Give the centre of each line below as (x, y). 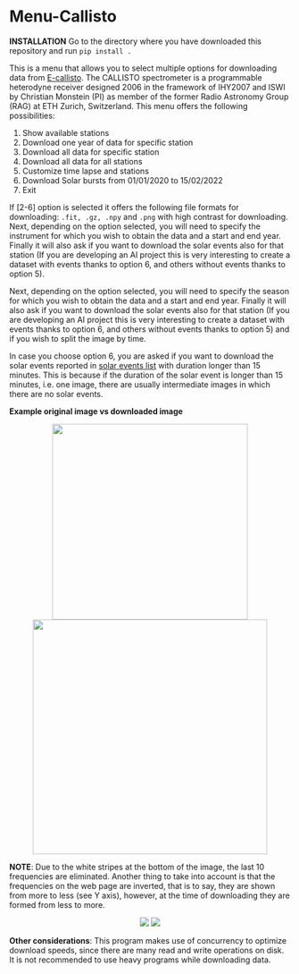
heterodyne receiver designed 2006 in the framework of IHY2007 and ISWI (147, 87)
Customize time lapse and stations (86, 171)
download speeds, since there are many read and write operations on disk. (147, 950)
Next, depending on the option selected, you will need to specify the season (149, 291)
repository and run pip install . (71, 50)
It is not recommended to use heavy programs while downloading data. (140, 960)
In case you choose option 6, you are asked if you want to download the (141, 356)
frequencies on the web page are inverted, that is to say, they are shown (142, 885)
